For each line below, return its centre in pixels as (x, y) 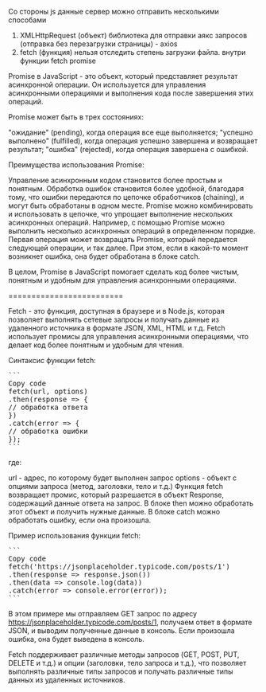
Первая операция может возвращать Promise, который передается (123, 239)
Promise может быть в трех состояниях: (76, 117)
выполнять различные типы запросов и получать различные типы (121, 671)
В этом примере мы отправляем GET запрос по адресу (102, 614)
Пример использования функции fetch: (75, 536)
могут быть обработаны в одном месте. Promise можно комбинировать (131, 205)
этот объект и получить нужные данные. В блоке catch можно (114, 512)
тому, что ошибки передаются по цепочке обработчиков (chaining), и (126, 197)
